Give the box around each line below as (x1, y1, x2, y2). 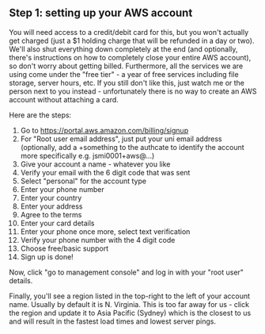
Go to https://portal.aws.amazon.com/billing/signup (20, 125, 189, 135)
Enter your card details (20, 218, 95, 228)
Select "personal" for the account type (20, 176, 147, 186)
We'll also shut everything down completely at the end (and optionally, (9, 44, 238, 54)
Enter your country (20, 193, 82, 202)
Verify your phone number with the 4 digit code (20, 235, 176, 244)
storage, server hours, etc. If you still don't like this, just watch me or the (9, 78, 244, 87)
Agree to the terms (20, 209, 82, 219)
